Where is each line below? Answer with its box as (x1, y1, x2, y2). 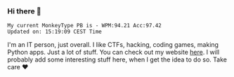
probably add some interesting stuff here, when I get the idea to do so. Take (7, 55, 227, 64)
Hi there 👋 (7, 6, 42, 16)
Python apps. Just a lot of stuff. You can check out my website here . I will (7, 48, 220, 57)
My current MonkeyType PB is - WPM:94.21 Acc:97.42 (7, 22, 162, 29)
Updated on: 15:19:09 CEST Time (7, 28, 102, 36)
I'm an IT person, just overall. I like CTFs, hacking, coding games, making (7, 41, 219, 49)
